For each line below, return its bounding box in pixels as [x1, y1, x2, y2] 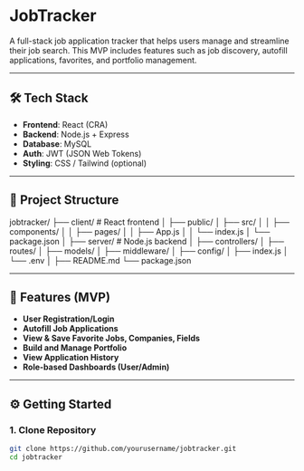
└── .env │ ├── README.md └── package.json [9, 255, 192, 265]
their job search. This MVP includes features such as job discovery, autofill [9, 44, 288, 55]
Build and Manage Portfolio [22, 342, 128, 353]
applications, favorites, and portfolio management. [9, 54, 197, 65]
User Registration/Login [22, 313, 115, 324]
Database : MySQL [22, 138, 92, 149]
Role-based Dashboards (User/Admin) [22, 361, 170, 372]
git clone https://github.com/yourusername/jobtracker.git [9, 445, 237, 454]
